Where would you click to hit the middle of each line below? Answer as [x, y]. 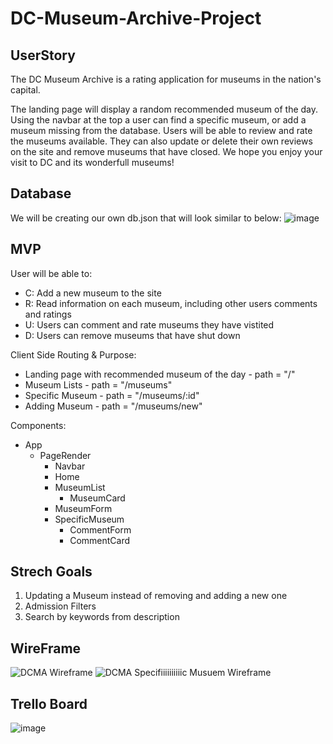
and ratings [48, 314]
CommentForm [100, 529]
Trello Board [49, 703]
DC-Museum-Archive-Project [136, 18]
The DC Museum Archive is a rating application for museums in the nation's [166, 79]
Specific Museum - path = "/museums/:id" [112, 395]
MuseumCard [97, 498]
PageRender [65, 455]
